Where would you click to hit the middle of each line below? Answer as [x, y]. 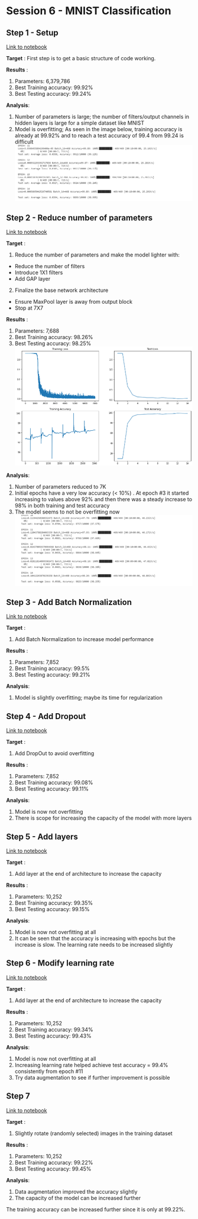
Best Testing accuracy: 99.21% [52, 675]
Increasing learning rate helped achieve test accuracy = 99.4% [91, 1065]
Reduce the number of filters [50, 266]
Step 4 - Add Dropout [46, 716]
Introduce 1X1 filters [39, 272]
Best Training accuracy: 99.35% [54, 903]
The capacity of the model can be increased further [78, 1198]
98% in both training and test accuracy [62, 506]
